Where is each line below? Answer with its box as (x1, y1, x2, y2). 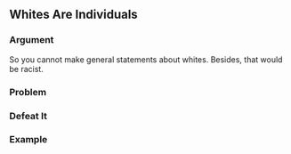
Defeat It (9, 109, 47, 122)
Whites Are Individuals (9, 7, 138, 22)
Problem (9, 85, 47, 98)
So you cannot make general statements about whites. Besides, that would (9, 53, 283, 65)
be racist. (9, 63, 44, 74)
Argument (9, 34, 54, 46)
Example (9, 134, 48, 146)
